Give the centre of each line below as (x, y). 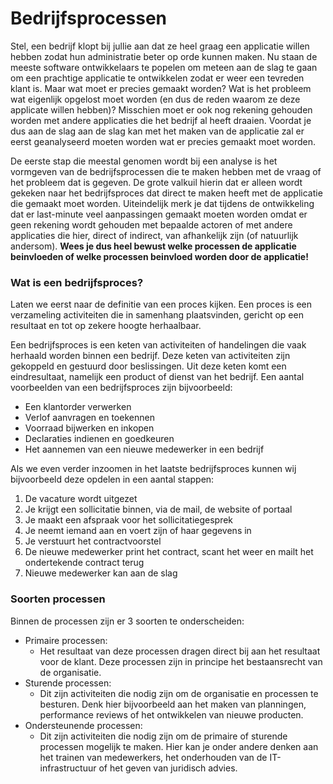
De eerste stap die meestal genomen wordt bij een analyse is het (144, 161)
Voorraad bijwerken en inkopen (89, 428)
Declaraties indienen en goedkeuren (99, 439)
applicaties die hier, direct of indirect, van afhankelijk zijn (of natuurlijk (154, 235)
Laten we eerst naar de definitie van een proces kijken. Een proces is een (161, 304)
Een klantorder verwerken (78, 407)
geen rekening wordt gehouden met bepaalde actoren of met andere (151, 224)
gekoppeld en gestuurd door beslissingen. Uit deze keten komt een (148, 366)
